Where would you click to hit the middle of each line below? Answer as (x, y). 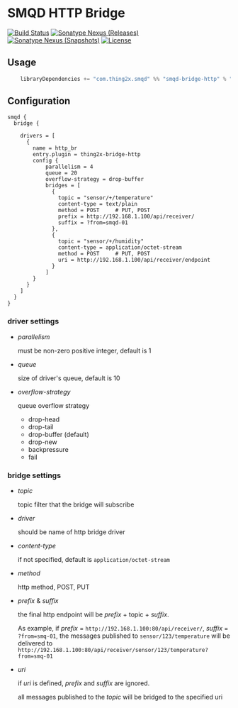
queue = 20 (61, 173)
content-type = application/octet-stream (120, 248)
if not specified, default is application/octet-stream (93, 560)
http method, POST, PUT (53, 587)
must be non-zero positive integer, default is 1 (84, 350)
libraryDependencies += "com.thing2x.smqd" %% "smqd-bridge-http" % (123, 79)
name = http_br (55, 148)
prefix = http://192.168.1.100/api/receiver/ (126, 217)
